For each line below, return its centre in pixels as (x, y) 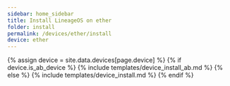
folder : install (31, 27)
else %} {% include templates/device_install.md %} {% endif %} (101, 75)
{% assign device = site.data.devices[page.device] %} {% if (95, 60)
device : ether (28, 40)
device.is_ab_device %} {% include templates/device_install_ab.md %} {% (115, 68)
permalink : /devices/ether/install (60, 33)
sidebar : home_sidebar (41, 14)
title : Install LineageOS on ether (60, 20)
